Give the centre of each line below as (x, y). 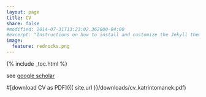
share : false (23, 23)
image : (15, 41)
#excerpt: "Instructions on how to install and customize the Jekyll (97, 35)
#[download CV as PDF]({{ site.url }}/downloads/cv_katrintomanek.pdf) (96, 87)
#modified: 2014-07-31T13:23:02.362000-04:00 (65, 29)
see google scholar (31, 76)
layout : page (23, 12)
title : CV (19, 18)
